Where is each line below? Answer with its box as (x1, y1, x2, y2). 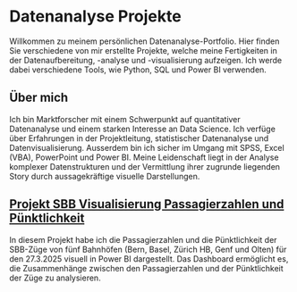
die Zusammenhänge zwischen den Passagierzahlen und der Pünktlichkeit (9, 263, 284, 273)
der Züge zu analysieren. (9, 272, 101, 283)
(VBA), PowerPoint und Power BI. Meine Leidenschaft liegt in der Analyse (9, 152, 279, 163)
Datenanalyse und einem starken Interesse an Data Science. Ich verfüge (9, 123, 276, 134)
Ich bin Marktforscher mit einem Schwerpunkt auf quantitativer (9, 113, 242, 124)
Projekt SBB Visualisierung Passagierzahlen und (9, 196, 284, 212)
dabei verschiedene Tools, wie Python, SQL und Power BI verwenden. (9, 64, 267, 75)
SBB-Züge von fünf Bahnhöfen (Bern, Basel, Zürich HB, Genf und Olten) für (9, 244, 287, 254)
